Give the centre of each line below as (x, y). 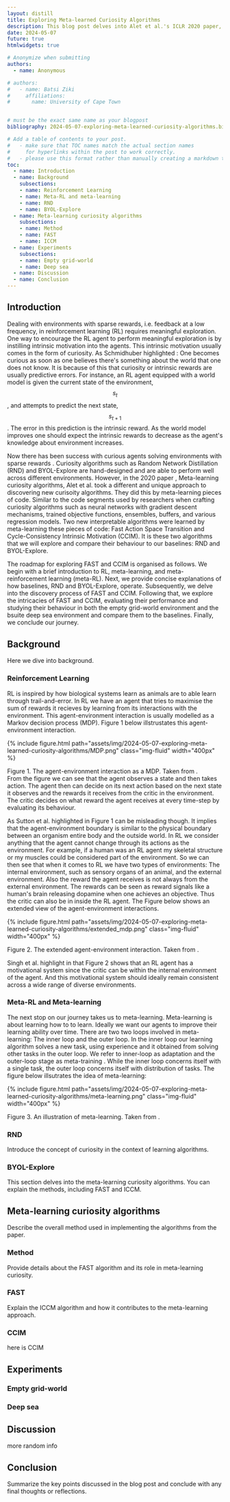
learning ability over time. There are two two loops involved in (94, 1032)
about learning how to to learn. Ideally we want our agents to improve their (112, 1024)
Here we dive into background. (51, 661)
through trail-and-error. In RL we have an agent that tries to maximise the (110, 701)
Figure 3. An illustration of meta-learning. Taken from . (84, 1116)
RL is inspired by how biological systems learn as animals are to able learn (112, 693)
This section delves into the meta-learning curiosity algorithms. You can (108, 1182)
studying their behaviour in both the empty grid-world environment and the (113, 608)
